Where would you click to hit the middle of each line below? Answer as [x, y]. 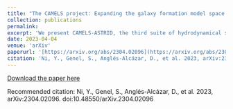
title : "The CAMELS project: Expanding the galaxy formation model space [116, 13]
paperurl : [21, 52]
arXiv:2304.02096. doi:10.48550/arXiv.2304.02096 [80, 99]
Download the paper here [44, 78]
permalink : [23, 26]
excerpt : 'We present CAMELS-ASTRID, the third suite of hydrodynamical [114, 33]
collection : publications [44, 20]
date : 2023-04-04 [32, 39]
